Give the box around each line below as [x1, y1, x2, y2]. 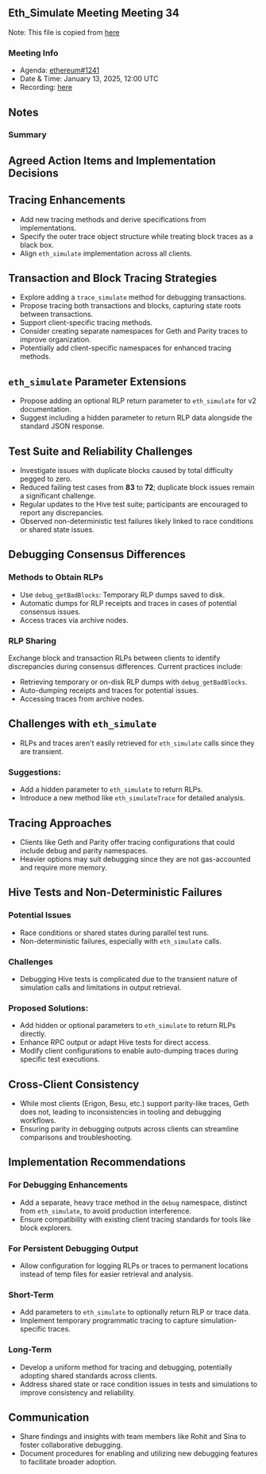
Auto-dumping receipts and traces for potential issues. [19, 686, 199, 695]
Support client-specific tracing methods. [19, 318, 153, 327]
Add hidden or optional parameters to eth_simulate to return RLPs [19, 1021, 236, 1030]
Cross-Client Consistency [8, 1077, 140, 1091]
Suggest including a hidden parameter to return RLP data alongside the [19, 413, 253, 423]
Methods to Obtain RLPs [8, 572, 104, 583]
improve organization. [19, 334, 91, 345]
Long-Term [8, 1344, 52, 1355]
